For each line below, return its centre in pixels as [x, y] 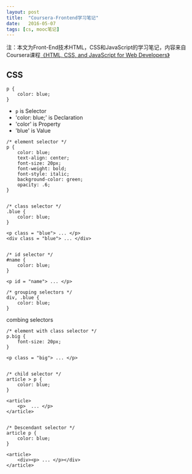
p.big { [16, 336]
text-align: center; [43, 158]
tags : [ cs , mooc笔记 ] [33, 29]
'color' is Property [38, 124]
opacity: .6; [34, 185]
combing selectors [30, 320]
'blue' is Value [33, 131]
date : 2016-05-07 [31, 23]
